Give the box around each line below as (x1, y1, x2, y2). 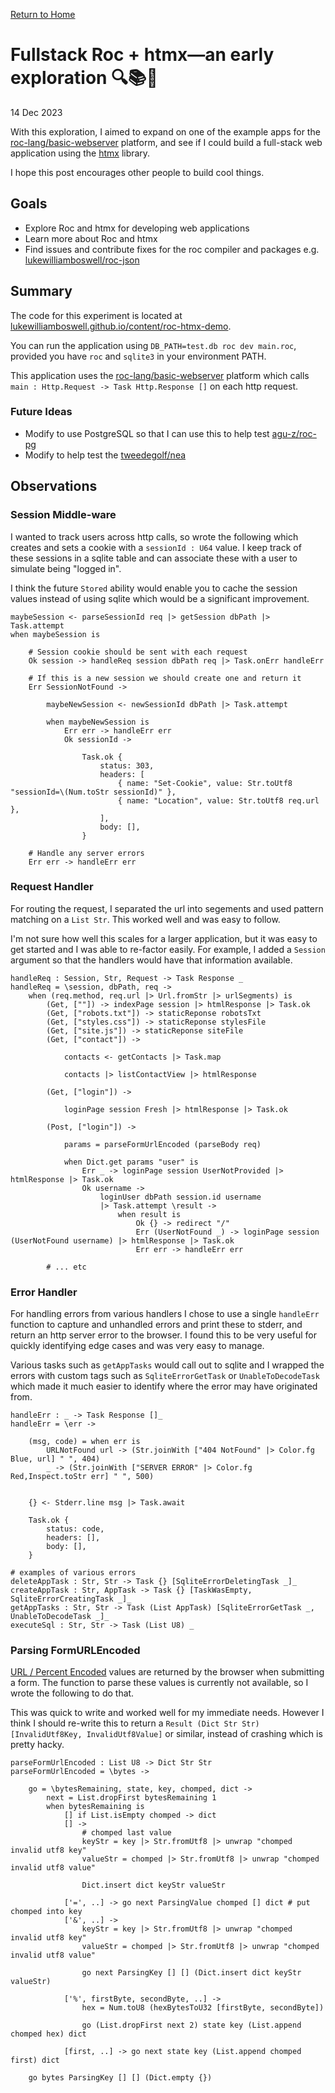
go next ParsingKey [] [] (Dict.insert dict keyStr (81, 1968, 302, 1978)
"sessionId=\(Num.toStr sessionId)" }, (10, 787, 177, 797)
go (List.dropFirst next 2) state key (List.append (81, 2020, 302, 2031)
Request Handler (10, 880, 94, 894)
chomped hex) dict (10, 2029, 87, 2039)
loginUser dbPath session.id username (99, 1192, 262, 1202)
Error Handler (10, 1285, 78, 1299)
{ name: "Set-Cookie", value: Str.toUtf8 (117, 778, 293, 788)
